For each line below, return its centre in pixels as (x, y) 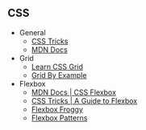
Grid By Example (59, 75)
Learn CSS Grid (57, 67)
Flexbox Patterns (59, 118)
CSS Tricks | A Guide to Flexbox (84, 100)
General (32, 32)
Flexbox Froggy (57, 109)
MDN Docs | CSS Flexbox (73, 92)
